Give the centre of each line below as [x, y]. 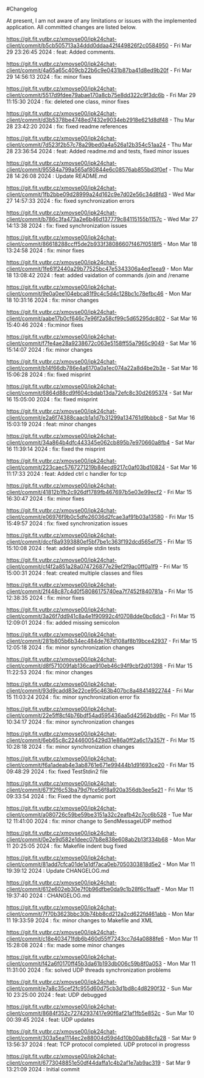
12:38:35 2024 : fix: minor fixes [45, 598]
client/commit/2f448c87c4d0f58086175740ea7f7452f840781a [85, 591]
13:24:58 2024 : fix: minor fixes [45, 250]
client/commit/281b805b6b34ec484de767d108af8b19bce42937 [87, 641]
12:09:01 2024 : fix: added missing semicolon [63, 623]
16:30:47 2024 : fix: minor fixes [45, 498]
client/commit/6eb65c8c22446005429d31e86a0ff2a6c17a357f [86, 740]
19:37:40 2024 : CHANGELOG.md [48, 895]
